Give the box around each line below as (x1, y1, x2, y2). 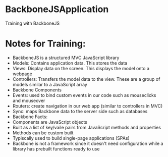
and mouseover (12, 97, 45, 103)
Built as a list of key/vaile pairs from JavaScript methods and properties (12, 124, 161, 130)
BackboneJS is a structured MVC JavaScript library (12, 55, 120, 61)
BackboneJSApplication (5, 4, 109, 15)
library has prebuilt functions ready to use (12, 145, 100, 152)
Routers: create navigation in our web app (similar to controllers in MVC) (12, 102, 163, 109)
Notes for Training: (5, 38, 86, 49)
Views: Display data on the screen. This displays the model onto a (12, 65, 150, 71)
